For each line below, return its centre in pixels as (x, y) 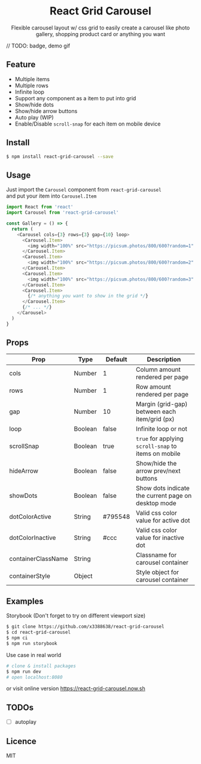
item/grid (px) (155, 419)
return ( (22, 229)
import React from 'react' (40, 207)
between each (156, 411)
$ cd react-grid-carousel (38, 632)
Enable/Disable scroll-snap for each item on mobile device (88, 124)
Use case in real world (34, 655)
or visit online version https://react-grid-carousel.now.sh (76, 688)
